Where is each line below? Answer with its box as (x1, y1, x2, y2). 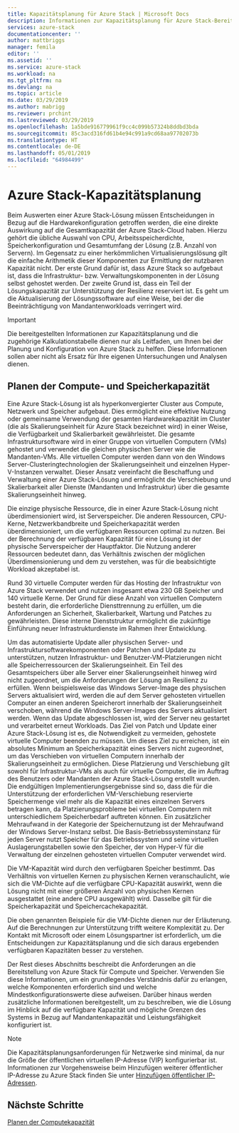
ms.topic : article (7, 90, 62, 97)
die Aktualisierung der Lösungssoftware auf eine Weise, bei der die (7, 294, 204, 303)
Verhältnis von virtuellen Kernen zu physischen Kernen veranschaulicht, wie (7, 871, 230, 880)
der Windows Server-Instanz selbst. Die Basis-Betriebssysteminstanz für (7, 827, 221, 835)
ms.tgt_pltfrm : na (7, 76, 62, 84)
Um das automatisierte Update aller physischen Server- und (7, 638, 184, 646)
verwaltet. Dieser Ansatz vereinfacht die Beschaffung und (44, 467, 214, 476)
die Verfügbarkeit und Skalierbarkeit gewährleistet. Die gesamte (7, 430, 196, 438)
